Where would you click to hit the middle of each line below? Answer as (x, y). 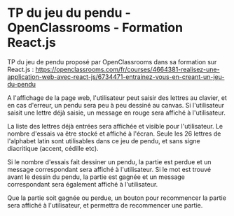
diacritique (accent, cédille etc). (53, 148)
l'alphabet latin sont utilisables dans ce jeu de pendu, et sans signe (104, 141)
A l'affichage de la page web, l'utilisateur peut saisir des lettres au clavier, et (117, 98)
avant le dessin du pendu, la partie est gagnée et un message (96, 177)
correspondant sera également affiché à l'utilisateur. (83, 184)
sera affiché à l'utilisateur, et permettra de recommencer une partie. (105, 205)
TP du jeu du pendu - (69, 13)
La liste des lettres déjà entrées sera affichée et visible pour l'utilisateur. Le (115, 126)
